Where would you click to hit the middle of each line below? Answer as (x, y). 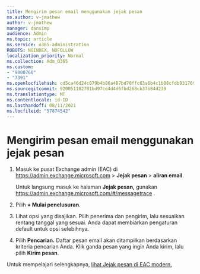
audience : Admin (27, 34)
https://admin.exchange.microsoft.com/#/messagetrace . (85, 193)
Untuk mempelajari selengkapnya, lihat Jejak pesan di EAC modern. (90, 265)
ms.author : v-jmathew (34, 17)
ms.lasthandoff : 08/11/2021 (42, 105)
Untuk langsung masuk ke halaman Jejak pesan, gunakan (86, 187)
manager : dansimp (28, 28)
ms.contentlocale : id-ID (37, 100)
